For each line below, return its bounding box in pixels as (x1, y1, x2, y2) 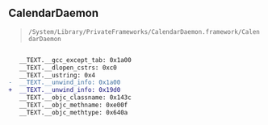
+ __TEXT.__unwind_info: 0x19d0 (8, 86, 121, 94)
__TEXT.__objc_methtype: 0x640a (19, 108, 128, 116)
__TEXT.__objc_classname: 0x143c (19, 94, 132, 102)
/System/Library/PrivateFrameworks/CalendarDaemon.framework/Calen (27, 27, 260, 35)
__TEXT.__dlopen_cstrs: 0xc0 (19, 64, 117, 72)
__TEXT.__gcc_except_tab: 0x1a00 (19, 56, 132, 64)
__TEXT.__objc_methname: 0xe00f (19, 101, 128, 110)
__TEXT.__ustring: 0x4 (19, 71, 95, 79)
